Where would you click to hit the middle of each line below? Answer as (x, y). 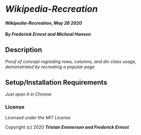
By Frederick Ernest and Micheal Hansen (48, 34)
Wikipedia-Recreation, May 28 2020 (44, 23)
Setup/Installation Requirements (56, 82)
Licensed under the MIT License (38, 118)
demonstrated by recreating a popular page (50, 67)
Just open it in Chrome (28, 94)
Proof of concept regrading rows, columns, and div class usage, (71, 62)
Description (23, 50)
